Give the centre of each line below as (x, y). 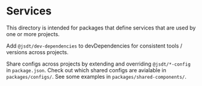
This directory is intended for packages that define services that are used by (101, 28)
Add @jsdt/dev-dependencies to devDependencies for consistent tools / (94, 46)
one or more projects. (33, 34)
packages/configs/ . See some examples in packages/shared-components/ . (96, 76)
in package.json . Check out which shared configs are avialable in (86, 70)
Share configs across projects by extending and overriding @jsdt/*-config (99, 64)
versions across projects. (38, 52)
